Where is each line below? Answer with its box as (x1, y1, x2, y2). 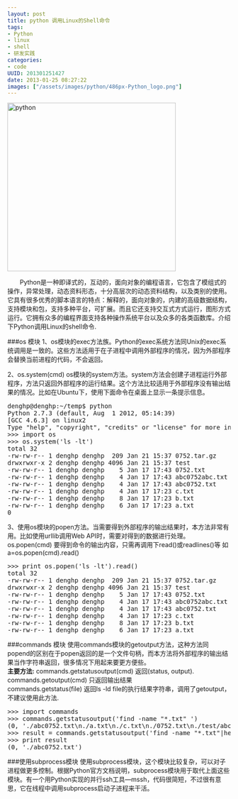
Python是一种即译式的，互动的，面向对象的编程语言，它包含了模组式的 (19, 278, 227, 287)
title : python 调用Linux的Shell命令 (7, 17, 110, 24)
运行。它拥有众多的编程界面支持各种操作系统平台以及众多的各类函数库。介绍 (7, 314, 231, 322)
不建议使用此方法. (7, 693, 59, 702)
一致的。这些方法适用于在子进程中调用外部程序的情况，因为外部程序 (31, 346, 231, 355)
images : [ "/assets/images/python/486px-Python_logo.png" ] (7, 83, 182, 90)
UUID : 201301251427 (7, 70, 65, 77)
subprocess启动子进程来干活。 (62, 784, 154, 793)
